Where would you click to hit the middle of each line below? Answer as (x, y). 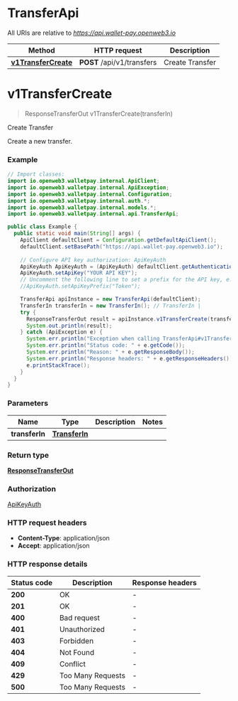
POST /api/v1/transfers (118, 62)
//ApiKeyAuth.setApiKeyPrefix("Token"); (80, 287)
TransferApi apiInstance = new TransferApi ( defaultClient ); (110, 299)
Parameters (28, 403)
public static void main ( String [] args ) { (77, 234)
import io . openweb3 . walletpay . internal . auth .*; (79, 200)
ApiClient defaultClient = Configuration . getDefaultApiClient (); (119, 240)
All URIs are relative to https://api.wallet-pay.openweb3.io (91, 33)
